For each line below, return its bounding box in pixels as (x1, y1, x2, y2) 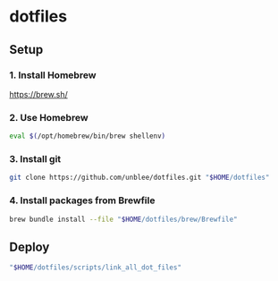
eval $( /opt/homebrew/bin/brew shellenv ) (9, 132, 166, 140)
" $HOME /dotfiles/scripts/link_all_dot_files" (9, 263, 181, 272)
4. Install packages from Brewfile (9, 194, 156, 207)
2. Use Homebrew (9, 111, 88, 123)
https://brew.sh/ (9, 89, 69, 99)
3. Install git (9, 152, 62, 165)
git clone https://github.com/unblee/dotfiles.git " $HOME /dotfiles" (9, 173, 270, 183)
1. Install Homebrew (9, 69, 97, 81)
